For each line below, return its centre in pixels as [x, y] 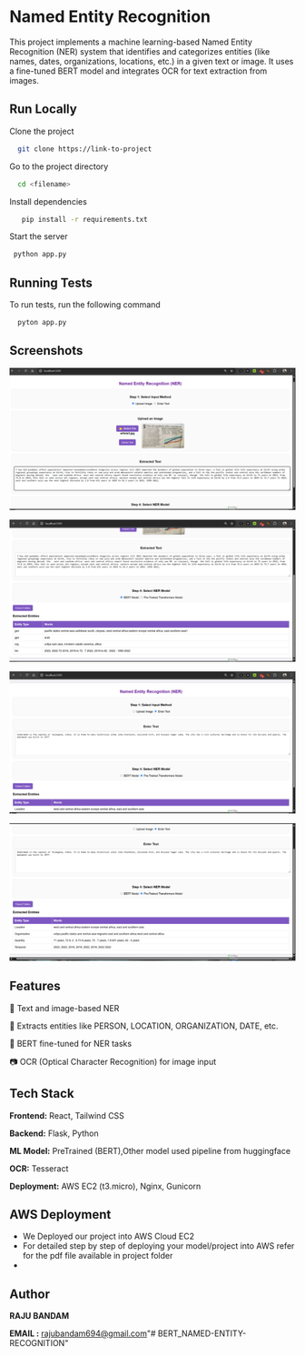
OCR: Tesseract [39, 1168]
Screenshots [46, 351]
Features [35, 986]
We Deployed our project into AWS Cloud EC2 [108, 1236]
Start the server [39, 236]
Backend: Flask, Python [54, 1133]
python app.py [40, 255]
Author [30, 1294]
